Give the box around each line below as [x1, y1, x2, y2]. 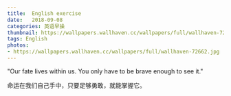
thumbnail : [7, 29, 38, 36]
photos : [7, 42, 30, 49]
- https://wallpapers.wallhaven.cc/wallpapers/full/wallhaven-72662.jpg [7, 49, 220, 56]
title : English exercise [7, 10, 81, 17]
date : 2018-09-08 [7, 16, 63, 23]
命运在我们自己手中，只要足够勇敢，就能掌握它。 [7, 81, 146, 89]
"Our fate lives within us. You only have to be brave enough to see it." [7, 67, 203, 75]
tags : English [7, 36, 48, 43]
